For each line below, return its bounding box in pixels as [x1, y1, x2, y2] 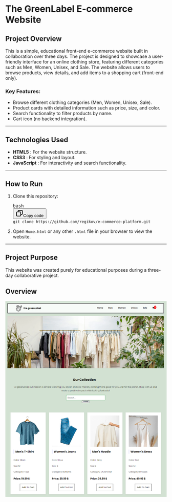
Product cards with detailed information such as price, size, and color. [12, 105, 161, 111]
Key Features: [5, 88, 41, 95]
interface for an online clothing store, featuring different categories [23, 59, 164, 64]
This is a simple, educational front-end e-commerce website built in [5, 48, 148, 54]
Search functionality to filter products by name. [12, 111, 113, 117]
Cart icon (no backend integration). [12, 116, 87, 122]
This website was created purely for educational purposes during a [5, 267, 147, 273]
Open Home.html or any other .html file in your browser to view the [12, 228, 153, 234]
